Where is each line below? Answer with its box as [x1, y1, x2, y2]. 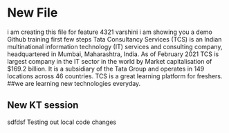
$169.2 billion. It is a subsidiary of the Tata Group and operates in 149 [7, 64, 205, 73]
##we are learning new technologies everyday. [7, 79, 141, 87]
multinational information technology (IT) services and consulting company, [7, 42, 223, 51]
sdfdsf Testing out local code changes [7, 118, 116, 126]
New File [7, 5, 58, 21]
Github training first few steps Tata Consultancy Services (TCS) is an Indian [7, 35, 222, 43]
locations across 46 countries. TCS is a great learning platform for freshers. [7, 71, 223, 80]
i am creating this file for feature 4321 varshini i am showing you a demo [7, 28, 212, 36]
